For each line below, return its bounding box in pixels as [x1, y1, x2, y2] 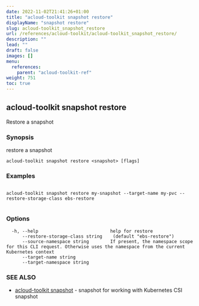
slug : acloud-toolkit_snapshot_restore [6, 25, 105, 31]
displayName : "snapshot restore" [6, 20, 89, 26]
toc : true [6, 81, 31, 87]
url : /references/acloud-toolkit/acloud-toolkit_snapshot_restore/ [6, 31, 178, 37]
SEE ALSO [6, 273, 36, 281]
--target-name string [21, 254, 76, 260]
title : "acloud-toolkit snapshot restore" [6, 14, 113, 20]
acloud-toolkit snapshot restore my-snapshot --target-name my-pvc [6, 191, 178, 197]
